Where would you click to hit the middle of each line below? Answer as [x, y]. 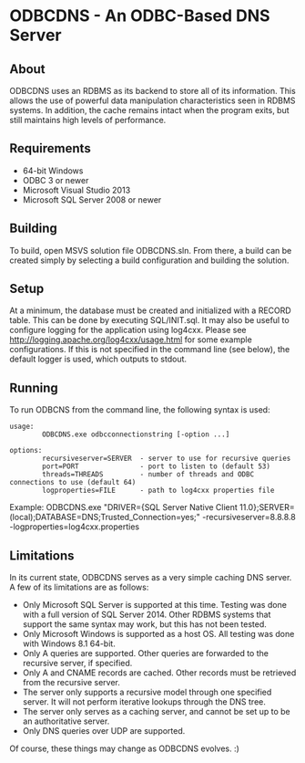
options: [26, 451]
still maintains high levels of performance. [88, 120]
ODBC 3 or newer [56, 180]
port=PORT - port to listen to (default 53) [157, 466]
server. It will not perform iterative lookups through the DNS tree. [144, 702]
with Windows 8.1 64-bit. [69, 643]
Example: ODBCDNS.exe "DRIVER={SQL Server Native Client [124, 507]
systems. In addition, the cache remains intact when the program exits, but [149, 110]
